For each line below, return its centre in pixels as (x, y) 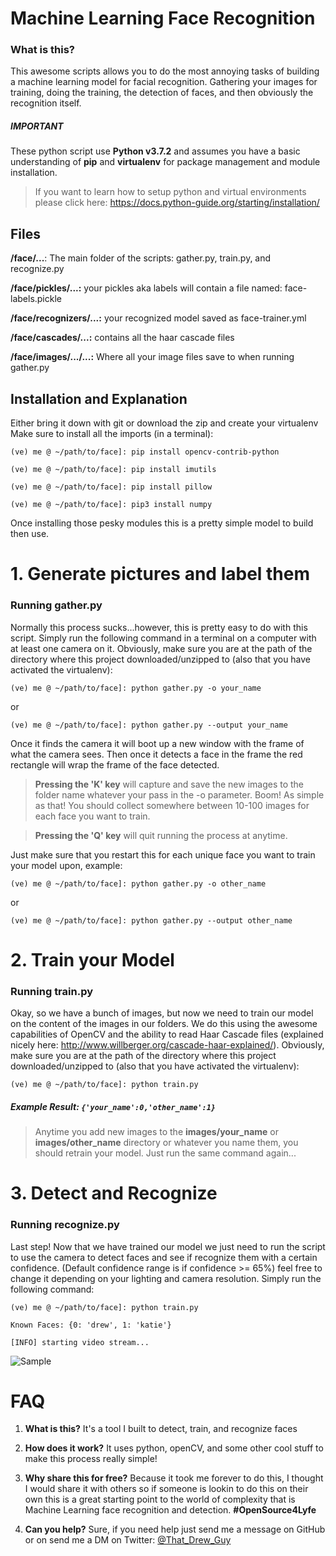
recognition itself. (46, 103)
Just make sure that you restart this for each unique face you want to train (163, 854)
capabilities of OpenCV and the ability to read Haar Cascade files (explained (167, 1034)
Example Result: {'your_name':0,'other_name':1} (113, 1106)
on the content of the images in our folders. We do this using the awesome (164, 1024)
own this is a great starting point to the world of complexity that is (160, 1499)
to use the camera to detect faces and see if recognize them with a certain (164, 1257)
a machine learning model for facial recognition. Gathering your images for (164, 82)
